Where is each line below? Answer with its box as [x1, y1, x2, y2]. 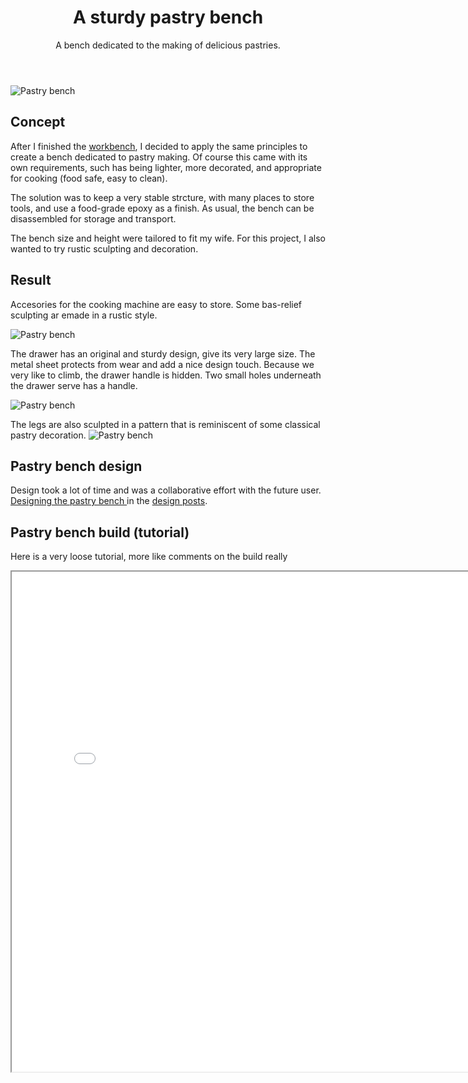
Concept [10, 114, 66, 131]
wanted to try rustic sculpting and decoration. [10, 242, 199, 255]
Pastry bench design [10, 457, 143, 475]
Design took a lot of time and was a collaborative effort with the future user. [10, 484, 322, 496]
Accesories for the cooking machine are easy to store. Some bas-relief [10, 298, 303, 310]
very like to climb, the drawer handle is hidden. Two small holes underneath [10, 369, 322, 381]
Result [10, 272, 52, 289]
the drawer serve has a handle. [10, 379, 138, 391]
